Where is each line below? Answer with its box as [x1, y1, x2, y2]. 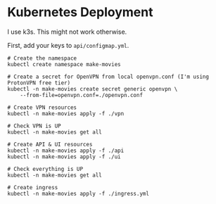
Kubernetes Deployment [7, 4, 153, 20]
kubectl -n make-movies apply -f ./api [7, 147, 125, 154]
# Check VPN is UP [7, 122, 61, 129]
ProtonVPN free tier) [7, 79, 71, 87]
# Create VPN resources [7, 103, 77, 111]
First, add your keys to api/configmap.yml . [7, 41, 129, 49]
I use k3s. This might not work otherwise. [7, 27, 127, 36]
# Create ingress [7, 184, 58, 191]
